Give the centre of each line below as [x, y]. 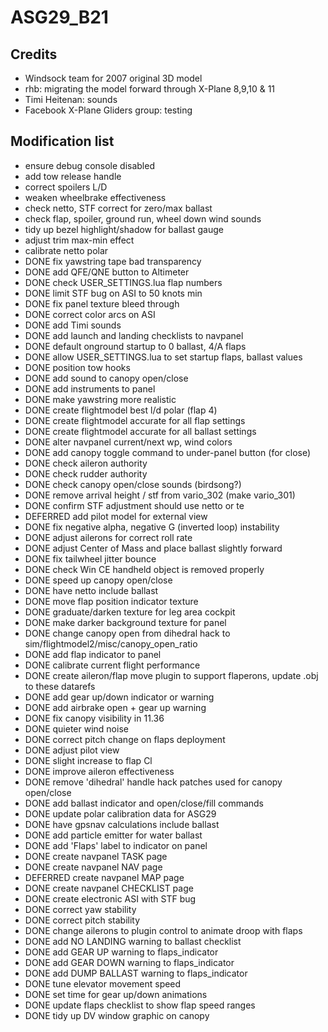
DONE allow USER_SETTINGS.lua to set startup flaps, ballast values [163, 357]
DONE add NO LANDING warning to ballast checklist [133, 941]
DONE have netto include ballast [91, 590]
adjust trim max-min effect [79, 240]
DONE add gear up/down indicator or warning [119, 697]
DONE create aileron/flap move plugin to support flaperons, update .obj [171, 675]
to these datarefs [60, 686]
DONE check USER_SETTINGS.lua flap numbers [123, 282]
